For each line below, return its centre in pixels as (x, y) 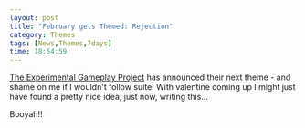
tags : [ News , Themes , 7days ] (61, 43)
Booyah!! (26, 114)
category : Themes (42, 34)
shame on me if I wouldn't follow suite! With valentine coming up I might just (152, 87)
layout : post (34, 18)
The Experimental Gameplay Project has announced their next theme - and (150, 77)
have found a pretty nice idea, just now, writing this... (109, 97)
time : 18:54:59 (38, 52)
